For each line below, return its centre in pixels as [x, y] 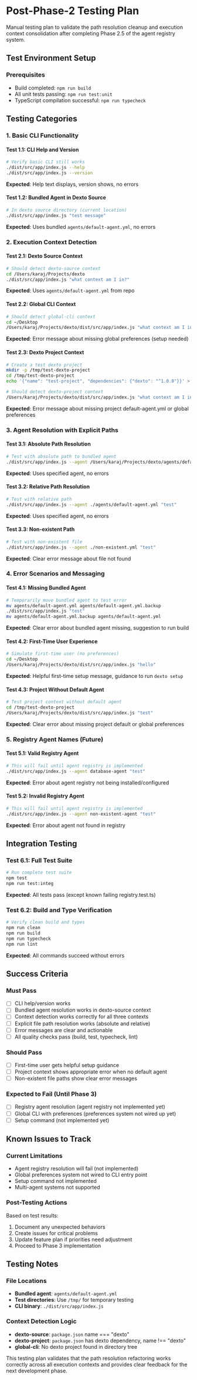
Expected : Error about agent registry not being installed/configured [88, 782]
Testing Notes [32, 1264]
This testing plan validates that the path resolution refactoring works [89, 1358]
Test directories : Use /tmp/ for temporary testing [74, 1300]
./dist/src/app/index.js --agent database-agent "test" [76, 771]
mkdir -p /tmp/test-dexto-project [48, 370]
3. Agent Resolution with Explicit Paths [62, 430]
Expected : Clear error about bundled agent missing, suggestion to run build [98, 628]
